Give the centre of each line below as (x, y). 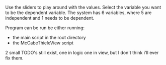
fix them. (14, 58)
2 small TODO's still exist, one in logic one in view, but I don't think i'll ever (82, 53)
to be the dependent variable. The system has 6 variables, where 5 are (78, 13)
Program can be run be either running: (45, 28)
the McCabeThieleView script (43, 43)
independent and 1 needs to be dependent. (50, 18)
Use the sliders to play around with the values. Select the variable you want (83, 7)
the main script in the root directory (49, 38)
